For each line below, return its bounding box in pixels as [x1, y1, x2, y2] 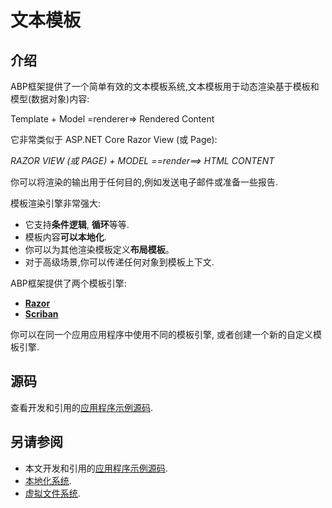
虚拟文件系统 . [24, 487, 81, 499]
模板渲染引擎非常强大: [10, 197, 102, 209]
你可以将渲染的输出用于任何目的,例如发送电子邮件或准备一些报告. [10, 176, 279, 188]
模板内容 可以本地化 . [24, 231, 107, 243]
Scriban [24, 308, 59, 320]
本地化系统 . [24, 474, 72, 486]
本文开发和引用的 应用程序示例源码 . [24, 462, 168, 474]
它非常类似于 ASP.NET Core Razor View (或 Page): [10, 134, 218, 145]
